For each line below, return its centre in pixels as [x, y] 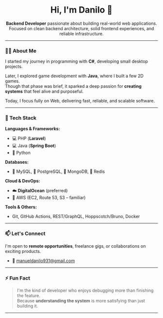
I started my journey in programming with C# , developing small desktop [76, 61]
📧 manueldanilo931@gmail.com [43, 260]
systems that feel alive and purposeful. [44, 91]
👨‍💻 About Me [21, 50]
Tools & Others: [21, 207]
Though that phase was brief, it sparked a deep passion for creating [73, 86]
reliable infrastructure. [81, 33]
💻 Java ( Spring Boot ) [34, 146]
